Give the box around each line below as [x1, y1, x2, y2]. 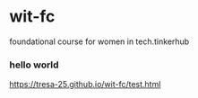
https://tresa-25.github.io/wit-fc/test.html [9, 79, 161, 90]
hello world [9, 58, 60, 71]
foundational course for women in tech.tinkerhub [9, 36, 190, 47]
